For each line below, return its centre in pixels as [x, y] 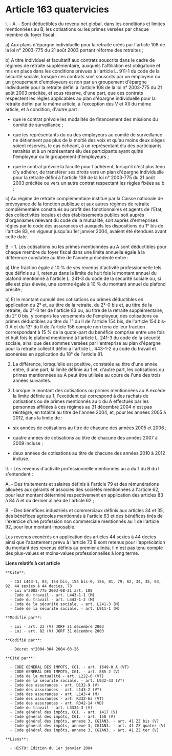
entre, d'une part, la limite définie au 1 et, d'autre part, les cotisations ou [89, 370]
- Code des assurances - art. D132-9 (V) [55, 685]
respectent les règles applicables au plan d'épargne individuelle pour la [81, 98]
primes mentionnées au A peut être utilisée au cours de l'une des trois [87, 375]
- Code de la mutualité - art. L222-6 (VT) [57, 676]
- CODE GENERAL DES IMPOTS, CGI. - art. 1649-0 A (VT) [70, 667]
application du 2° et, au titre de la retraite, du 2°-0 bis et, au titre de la [79, 305]
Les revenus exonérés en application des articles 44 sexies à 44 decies [81, 537]
